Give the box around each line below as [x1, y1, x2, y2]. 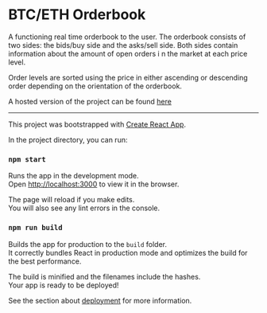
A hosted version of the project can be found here [8, 96, 172, 106]
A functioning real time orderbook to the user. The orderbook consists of [8, 32, 246, 41]
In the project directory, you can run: [8, 135, 128, 144]
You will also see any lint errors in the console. [8, 203, 161, 213]
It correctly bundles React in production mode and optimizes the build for [8, 248, 248, 257]
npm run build [8, 223, 63, 233]
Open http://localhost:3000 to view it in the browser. [8, 179, 180, 189]
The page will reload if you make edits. [8, 195, 135, 205]
